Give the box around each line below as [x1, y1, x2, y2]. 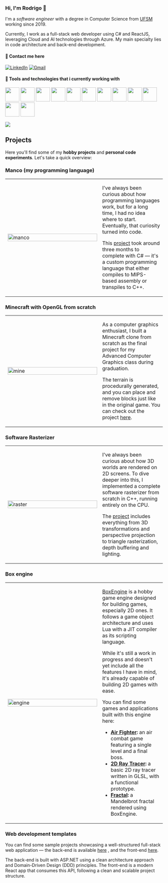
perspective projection [102, 532, 155, 539]
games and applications [102, 705, 158, 712]
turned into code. [102, 228, 142, 235]
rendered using [110, 804, 146, 811]
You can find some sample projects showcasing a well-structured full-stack [5, 842, 161, 848]
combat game [110, 735, 143, 742]
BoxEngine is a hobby [102, 588, 153, 595]
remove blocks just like [102, 395, 156, 402]
